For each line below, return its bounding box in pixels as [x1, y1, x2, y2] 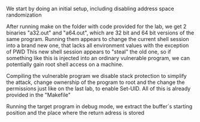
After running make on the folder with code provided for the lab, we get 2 [6, 23, 187, 30]
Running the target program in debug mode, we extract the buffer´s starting [6, 103, 193, 110]
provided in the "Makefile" [6, 92, 71, 98]
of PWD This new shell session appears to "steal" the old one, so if [6, 48, 172, 55]
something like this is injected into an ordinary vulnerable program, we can [6, 55, 190, 61]
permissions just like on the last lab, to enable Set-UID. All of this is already [6, 85, 191, 92]
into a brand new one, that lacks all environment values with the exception [6, 42, 189, 49]
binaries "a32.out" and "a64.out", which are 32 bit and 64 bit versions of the [6, 29, 195, 36]
